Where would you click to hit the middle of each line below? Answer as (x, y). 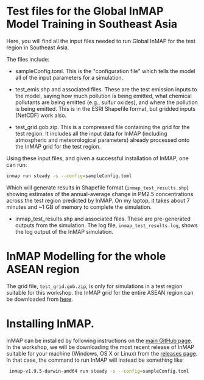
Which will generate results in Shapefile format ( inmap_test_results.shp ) (97, 188)
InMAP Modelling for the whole (86, 256)
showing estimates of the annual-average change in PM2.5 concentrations (100, 194)
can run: (17, 164)
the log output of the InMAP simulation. (64, 231)
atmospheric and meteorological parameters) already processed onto (102, 140)
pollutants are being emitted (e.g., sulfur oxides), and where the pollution (106, 102)
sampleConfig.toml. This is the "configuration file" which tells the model (105, 71)
